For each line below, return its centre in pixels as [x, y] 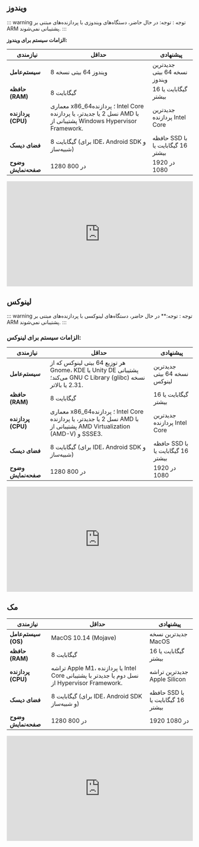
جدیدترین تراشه [169, 672]
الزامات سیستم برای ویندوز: [37, 40]
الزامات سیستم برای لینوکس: [44, 338]
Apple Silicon [167, 679]
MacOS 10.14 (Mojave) [84, 637]
